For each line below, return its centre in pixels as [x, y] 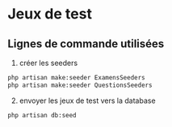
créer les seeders [48, 63]
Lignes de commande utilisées [86, 44]
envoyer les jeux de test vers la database [87, 100]
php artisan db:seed [42, 115]
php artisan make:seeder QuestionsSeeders [80, 85]
